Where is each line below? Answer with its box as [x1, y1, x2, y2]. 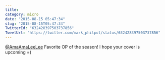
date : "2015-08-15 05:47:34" [5, 16, 65, 21]
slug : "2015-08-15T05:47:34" [5, 21, 65, 26]
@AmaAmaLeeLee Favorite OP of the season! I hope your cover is [5, 44, 140, 50]
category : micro [5, 12, 39, 17]
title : [5, 7, 19, 12]
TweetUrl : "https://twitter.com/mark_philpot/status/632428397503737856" [5, 30, 161, 35]
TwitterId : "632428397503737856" [5, 26, 74, 31]
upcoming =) [5, 49, 32, 55]
